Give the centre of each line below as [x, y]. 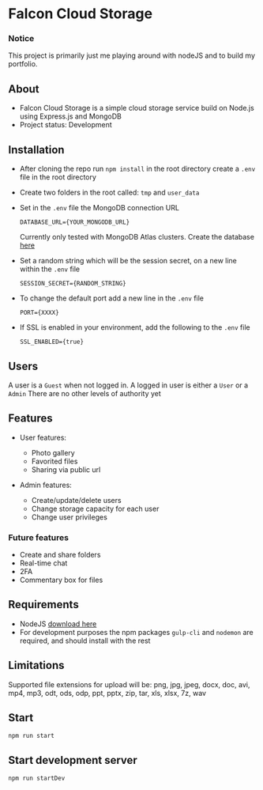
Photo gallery [53, 452]
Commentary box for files [61, 580]
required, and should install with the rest [85, 641]
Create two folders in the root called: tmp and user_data [109, 193]
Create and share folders [60, 555]
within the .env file [50, 269]
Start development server [73, 760]
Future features [39, 537]
